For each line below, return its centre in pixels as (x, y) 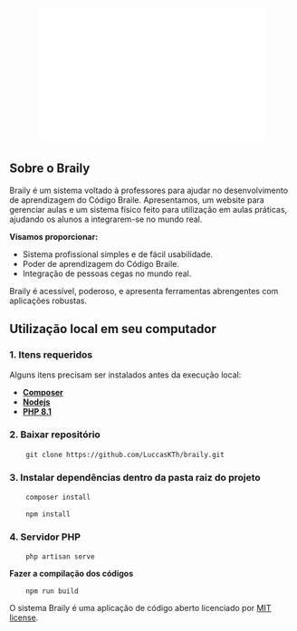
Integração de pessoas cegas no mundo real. (107, 273)
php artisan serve (60, 557)
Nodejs (36, 402)
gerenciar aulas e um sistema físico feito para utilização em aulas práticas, (148, 209)
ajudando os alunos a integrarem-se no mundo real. (106, 219)
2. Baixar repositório (55, 435)
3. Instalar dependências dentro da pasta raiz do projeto (135, 477)
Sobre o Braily (50, 169)
